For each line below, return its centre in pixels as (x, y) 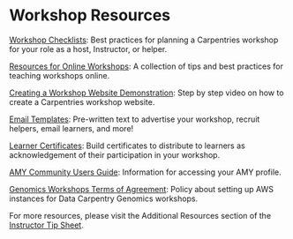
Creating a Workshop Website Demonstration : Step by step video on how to (146, 93)
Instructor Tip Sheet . (46, 225)
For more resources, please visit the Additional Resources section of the (140, 215)
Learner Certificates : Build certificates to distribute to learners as (127, 146)
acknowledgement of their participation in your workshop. (115, 154)
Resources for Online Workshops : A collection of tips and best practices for (146, 66)
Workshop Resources (90, 15)
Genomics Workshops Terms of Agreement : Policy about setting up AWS (141, 189)
